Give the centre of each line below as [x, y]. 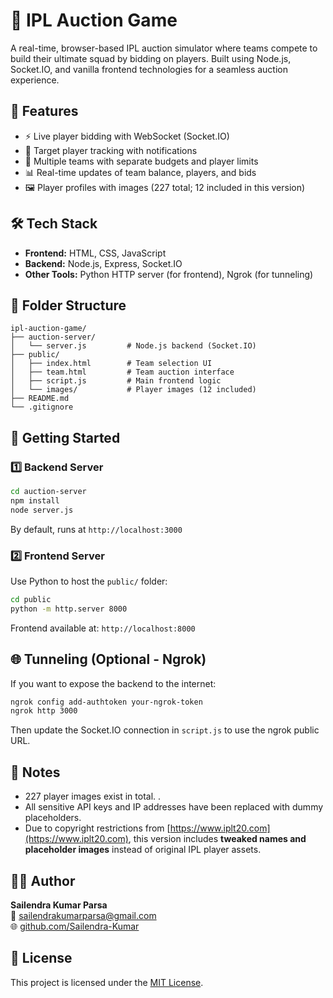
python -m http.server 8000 [69, 609]
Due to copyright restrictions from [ [97, 828]
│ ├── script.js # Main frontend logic [116, 381]
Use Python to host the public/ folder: [89, 581]
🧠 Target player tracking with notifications [111, 150]
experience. [35, 80]
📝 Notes [35, 772]
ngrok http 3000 [44, 711]
